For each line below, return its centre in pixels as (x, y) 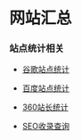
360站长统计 (45, 107)
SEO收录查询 (45, 127)
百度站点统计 (45, 88)
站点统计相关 (37, 48)
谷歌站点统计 (45, 70)
